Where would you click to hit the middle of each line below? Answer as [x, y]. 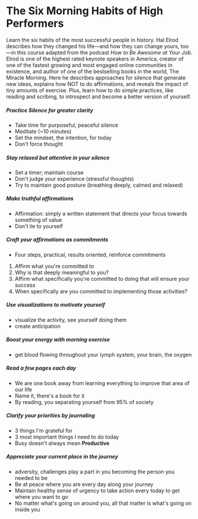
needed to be [31, 478]
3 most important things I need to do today [67, 437]
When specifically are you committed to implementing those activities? [101, 291]
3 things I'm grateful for [44, 430]
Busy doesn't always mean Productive [62, 443]
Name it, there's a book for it [49, 396]
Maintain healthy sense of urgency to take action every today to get [97, 491]
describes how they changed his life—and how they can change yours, [93, 46]
